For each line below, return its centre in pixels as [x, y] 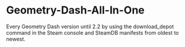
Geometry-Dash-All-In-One [76, 10]
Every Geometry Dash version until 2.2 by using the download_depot [90, 26]
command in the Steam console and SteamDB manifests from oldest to [92, 32]
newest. [16, 39]
